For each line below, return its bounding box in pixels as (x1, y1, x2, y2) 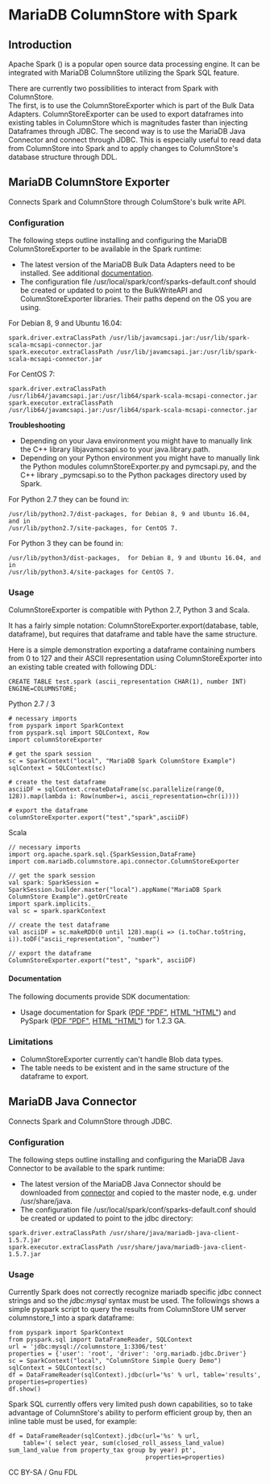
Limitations (8, 1036, 54, 1047)
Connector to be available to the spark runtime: (8, 1163, 165, 1173)
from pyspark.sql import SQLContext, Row (8, 729, 150, 737)
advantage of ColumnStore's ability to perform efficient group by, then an (8, 1408, 252, 1418)
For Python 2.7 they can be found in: (8, 494, 130, 504)
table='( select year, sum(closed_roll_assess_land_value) (23, 1440, 226, 1448)
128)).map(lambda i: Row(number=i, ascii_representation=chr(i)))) (8, 792, 240, 801)
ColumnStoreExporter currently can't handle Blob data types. (19, 1054, 223, 1064)
